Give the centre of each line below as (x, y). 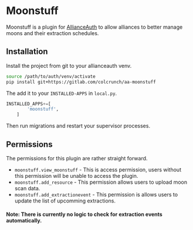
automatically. (24, 220)
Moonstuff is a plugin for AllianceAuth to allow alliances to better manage (94, 27)
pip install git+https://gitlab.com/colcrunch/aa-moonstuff (81, 82)
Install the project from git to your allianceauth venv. (69, 66)
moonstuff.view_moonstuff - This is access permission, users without (98, 169)
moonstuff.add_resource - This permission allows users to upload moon (101, 182)
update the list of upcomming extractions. (65, 201)
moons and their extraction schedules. (53, 33)
